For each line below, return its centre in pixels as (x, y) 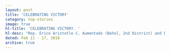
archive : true (20, 43)
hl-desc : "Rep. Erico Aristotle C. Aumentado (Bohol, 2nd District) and (83, 33)
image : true (18, 24)
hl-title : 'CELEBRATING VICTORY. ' (43, 29)
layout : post (19, 10)
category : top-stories (29, 19)
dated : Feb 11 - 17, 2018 (32, 38)
